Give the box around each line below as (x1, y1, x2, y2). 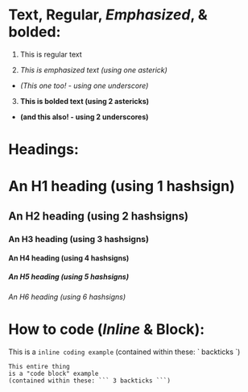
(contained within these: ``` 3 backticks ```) (8, 377, 172, 385)
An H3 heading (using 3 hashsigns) (8, 233, 149, 244)
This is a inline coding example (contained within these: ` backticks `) (8, 347, 241, 357)
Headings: (8, 140, 79, 159)
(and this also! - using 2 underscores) (19, 111, 149, 122)
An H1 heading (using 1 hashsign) (8, 177, 235, 195)
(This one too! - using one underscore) (19, 81, 149, 90)
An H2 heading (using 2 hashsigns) (8, 209, 189, 223)
